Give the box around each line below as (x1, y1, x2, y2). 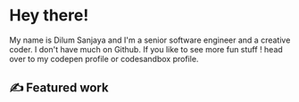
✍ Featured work (9, 81, 109, 96)
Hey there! (9, 5, 89, 26)
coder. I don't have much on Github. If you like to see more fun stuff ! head (9, 43, 283, 54)
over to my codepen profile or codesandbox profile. (9, 53, 199, 64)
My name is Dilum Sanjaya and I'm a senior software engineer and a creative (9, 35, 291, 45)
